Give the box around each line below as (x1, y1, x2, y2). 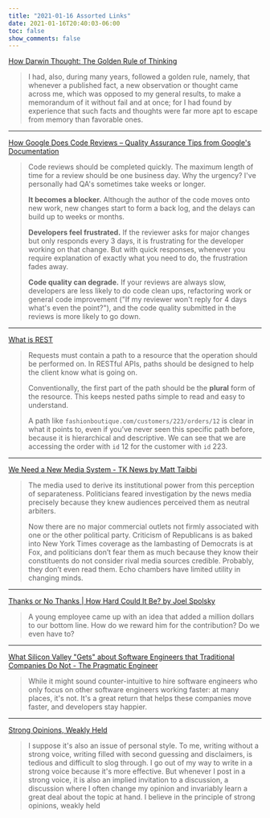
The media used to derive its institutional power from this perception (27, 480, 255, 490)
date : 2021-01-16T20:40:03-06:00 (8, 19, 121, 27)
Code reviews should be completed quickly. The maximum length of (27, 162, 254, 172)
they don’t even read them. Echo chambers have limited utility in (27, 565, 241, 575)
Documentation (8, 147, 59, 156)
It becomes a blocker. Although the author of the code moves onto (27, 195, 251, 205)
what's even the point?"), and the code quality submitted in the (27, 303, 237, 313)
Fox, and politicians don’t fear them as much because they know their (27, 547, 259, 557)
